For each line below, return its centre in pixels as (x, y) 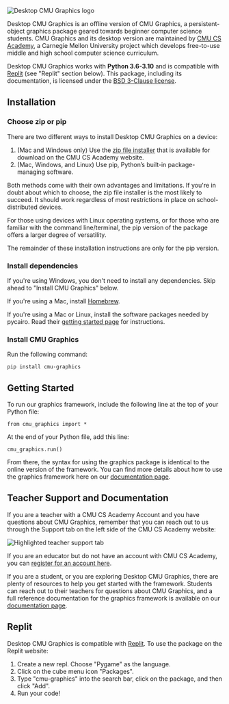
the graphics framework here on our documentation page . (89, 477)
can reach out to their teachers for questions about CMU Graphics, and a (110, 591)
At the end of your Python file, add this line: (68, 437)
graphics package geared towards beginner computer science (114, 31)
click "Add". (33, 686)
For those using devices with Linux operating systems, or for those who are (113, 220)
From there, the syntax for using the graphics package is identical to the (108, 462)
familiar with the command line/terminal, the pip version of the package (108, 227)
